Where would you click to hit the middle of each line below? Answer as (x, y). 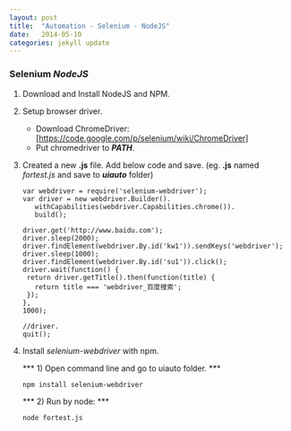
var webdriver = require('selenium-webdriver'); (115, 191)
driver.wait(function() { (70, 269)
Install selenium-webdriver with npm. (90, 350)
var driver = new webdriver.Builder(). (97, 198)
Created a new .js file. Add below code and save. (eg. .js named (141, 165)
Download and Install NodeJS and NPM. (96, 93)
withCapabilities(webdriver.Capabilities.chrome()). (135, 207)
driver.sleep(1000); (60, 254)
